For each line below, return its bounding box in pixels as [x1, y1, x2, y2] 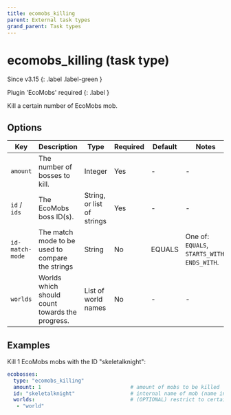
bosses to [38, 171, 71, 181]
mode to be [38, 236, 76, 246]
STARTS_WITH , [185, 249, 226, 258]
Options [7, 122, 43, 133]
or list [84, 199, 102, 209]
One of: [185, 232, 210, 241]
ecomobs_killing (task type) [7, 52, 170, 68]
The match [38, 227, 74, 237]
